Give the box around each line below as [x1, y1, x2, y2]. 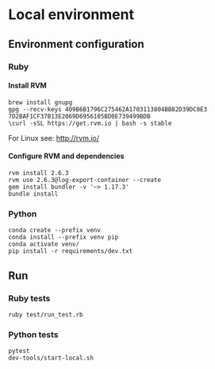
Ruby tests [8, 293, 51, 304]
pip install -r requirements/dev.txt [8, 247, 133, 255]
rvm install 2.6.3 [8, 169, 69, 177]
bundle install [8, 189, 59, 198]
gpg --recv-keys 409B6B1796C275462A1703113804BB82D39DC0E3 [8, 105, 208, 113]
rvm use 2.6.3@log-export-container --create [8, 176, 161, 184]
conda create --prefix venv [8, 227, 102, 235]
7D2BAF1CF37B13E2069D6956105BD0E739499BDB [8, 112, 151, 120]
